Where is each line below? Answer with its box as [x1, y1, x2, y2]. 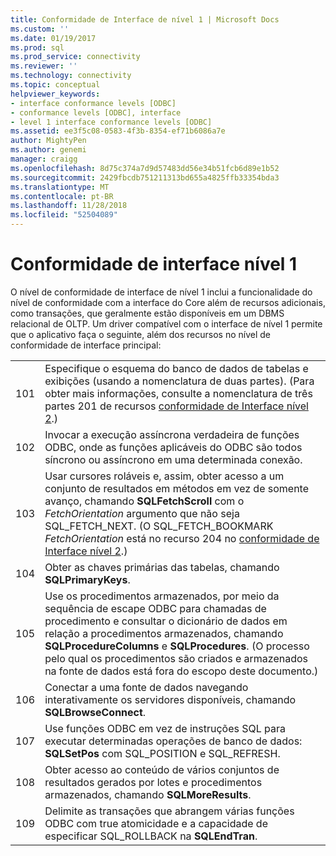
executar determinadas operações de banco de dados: [44, 734, 303, 748]
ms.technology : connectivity [10, 71, 132, 81]
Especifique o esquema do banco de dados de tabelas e [44, 361, 309, 375]
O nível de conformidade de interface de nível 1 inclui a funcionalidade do [10, 286, 313, 298]
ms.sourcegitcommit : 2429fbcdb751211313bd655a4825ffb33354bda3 [10, 172, 280, 183]
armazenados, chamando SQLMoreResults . [44, 787, 252, 801]
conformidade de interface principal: [10, 339, 162, 351]
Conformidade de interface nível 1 [10, 253, 298, 276]
